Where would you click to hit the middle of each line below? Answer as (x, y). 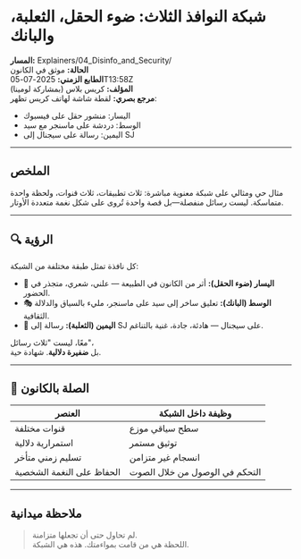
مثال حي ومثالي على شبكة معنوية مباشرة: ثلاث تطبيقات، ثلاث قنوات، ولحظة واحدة (147, 192)
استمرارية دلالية (44, 443)
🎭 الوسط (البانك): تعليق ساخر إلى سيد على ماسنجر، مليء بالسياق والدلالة (147, 302)
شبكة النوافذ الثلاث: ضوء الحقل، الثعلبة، (138, 17)
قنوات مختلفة (40, 428)
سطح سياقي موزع (164, 428)
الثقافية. (36, 316)
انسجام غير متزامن (164, 458)
